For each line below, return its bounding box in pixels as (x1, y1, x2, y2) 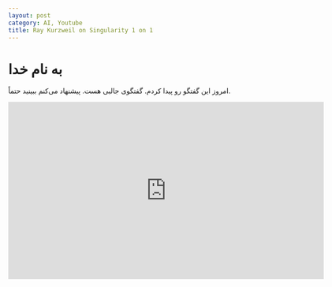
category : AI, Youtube (8, 19, 83, 27)
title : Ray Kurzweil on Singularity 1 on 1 (8, 26, 154, 34)
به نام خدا (8, 60, 63, 78)
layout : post (8, 11, 51, 20)
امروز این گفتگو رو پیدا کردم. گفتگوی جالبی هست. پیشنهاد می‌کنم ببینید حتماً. (8, 86, 231, 95)
